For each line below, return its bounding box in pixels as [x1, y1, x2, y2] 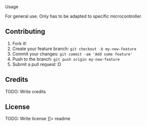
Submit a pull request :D [12, 61, 62, 67]
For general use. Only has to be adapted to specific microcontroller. [5, 13, 142, 19]
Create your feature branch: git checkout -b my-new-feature [12, 46, 137, 51]
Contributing [5, 27, 45, 36]
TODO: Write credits [5, 88, 46, 94]
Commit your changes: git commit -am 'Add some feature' [12, 50, 133, 57]
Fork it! [12, 40, 27, 46]
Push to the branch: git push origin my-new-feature [12, 56, 120, 62]
